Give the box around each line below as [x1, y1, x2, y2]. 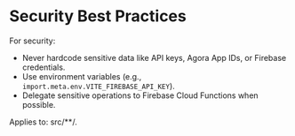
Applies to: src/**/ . [9, 117, 78, 127]
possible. [21, 99, 56, 110]
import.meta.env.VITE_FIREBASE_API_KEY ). [21, 80, 175, 91]
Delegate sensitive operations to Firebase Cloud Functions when [21, 90, 259, 101]
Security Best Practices [9, 6, 187, 26]
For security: [9, 35, 56, 46]
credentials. [21, 62, 66, 72]
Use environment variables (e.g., [21, 71, 142, 81]
